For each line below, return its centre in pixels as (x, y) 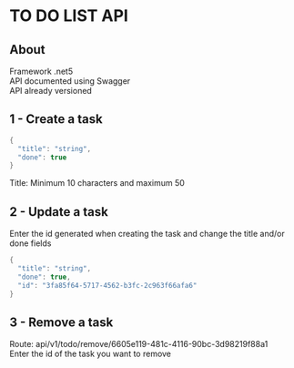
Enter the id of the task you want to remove (90, 354)
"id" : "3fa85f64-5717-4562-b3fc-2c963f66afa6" (107, 285)
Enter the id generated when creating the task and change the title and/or (147, 234)
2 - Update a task (59, 212)
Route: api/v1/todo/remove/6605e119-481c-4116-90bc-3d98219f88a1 (139, 344)
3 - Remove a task (61, 322)
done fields (30, 243)
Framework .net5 (41, 71)
